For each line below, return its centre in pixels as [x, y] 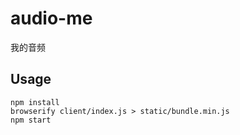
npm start [31, 120]
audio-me [51, 18]
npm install [35, 102]
